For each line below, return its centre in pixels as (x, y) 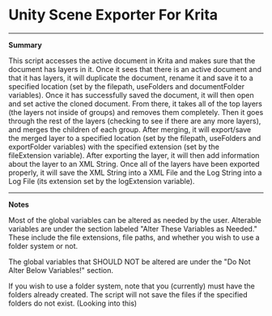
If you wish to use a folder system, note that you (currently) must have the (132, 286)
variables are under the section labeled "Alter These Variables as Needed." (133, 228)
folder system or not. (43, 246)
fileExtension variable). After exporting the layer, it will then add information (134, 155)
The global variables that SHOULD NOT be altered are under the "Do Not (130, 262)
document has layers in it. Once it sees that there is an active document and (135, 69)
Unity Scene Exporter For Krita (113, 15)
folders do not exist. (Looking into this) (73, 303)
